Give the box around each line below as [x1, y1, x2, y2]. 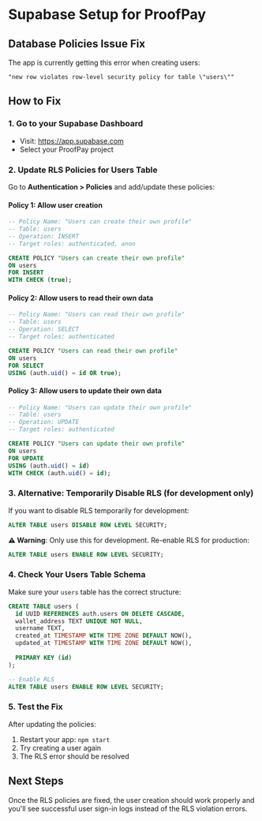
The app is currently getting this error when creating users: [8, 58, 200, 67]
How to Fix [8, 95, 62, 108]
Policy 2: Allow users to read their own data [8, 293, 154, 302]
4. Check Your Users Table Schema [8, 569, 146, 580]
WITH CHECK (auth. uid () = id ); [8, 469, 111, 477]
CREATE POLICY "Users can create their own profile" [8, 254, 185, 262]
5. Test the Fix [8, 701, 63, 712]
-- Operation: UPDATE [8, 418, 80, 426]
